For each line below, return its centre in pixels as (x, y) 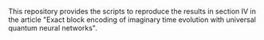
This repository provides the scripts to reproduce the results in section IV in (132, 11)
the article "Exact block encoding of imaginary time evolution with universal (132, 20)
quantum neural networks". (53, 28)
